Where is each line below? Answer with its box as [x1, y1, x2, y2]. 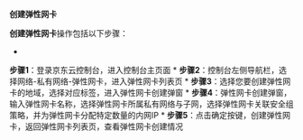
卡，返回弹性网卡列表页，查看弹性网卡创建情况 [9, 121, 183, 132]
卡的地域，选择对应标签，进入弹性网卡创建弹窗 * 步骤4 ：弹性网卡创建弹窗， [9, 88, 292, 98]
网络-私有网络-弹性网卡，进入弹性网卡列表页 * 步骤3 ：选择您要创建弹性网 [16, 76, 291, 87]
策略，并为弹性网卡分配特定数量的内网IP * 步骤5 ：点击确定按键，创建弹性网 [9, 110, 291, 120]
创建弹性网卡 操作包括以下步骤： [9, 28, 128, 39]
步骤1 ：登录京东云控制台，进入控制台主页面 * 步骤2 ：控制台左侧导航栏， [9, 65, 280, 75]
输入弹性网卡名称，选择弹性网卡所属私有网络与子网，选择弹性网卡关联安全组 [9, 98, 294, 109]
